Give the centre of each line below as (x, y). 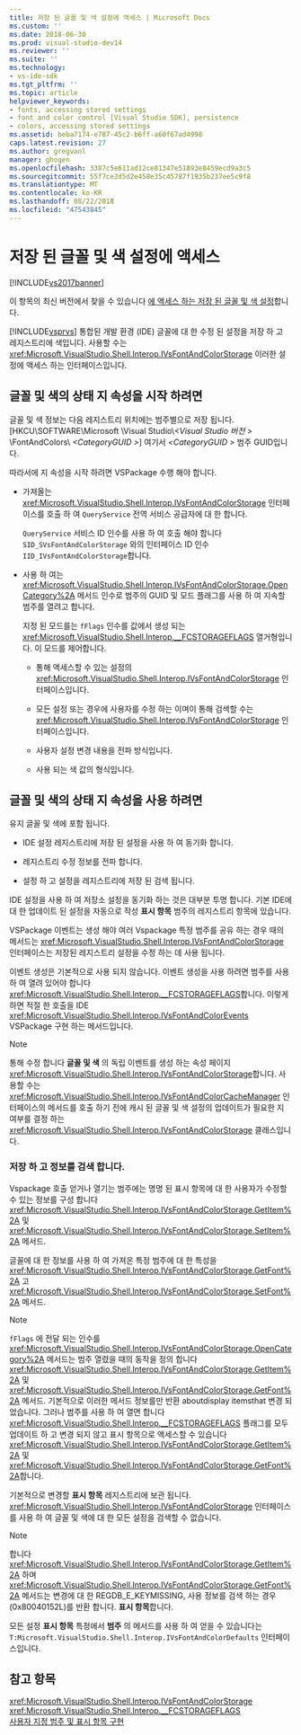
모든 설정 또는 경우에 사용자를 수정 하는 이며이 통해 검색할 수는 (145, 708)
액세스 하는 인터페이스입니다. (76, 365)
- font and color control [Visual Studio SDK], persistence (124, 118)
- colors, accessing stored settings (80, 127)
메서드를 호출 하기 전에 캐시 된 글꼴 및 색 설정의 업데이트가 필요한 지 (166, 1108)
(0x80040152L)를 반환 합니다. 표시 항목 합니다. (91, 1607)
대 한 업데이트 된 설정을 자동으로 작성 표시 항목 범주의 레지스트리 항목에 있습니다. (150, 911)
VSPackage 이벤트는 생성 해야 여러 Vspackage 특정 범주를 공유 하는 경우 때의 (147, 930)
